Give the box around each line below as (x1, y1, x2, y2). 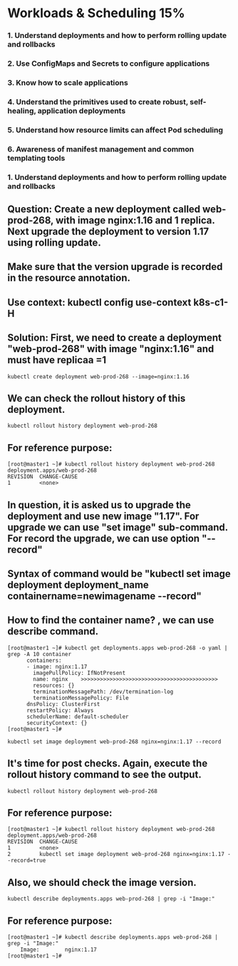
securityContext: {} (26, 719, 88, 726)
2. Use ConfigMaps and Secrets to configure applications (7, 59, 210, 69)
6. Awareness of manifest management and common (7, 144, 195, 154)
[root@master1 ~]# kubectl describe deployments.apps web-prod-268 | (7, 934, 219, 941)
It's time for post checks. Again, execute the (7, 758, 208, 770)
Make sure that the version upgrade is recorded (7, 261, 223, 273)
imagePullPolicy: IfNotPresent (33, 669, 126, 676)
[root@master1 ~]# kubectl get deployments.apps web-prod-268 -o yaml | (7, 644, 228, 651)
